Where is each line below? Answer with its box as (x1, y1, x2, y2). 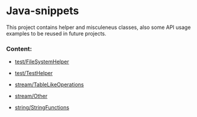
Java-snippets (6, 4, 79, 18)
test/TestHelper (14, 70, 53, 77)
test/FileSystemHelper (14, 58, 69, 66)
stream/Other (14, 93, 48, 100)
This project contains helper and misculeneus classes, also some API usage (6, 24, 191, 31)
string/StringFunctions (14, 104, 70, 111)
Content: (6, 44, 33, 53)
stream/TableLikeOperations (14, 81, 84, 88)
